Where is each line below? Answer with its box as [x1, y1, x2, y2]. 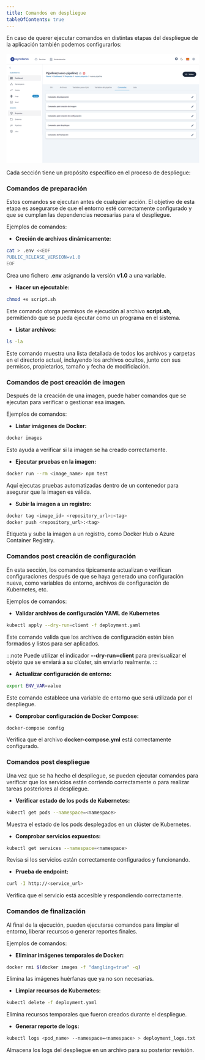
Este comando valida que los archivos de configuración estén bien [6, 633, 174, 641]
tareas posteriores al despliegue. [6, 785, 89, 792]
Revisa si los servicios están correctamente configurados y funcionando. [6, 856, 190, 863]
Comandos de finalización [6, 907, 86, 916]
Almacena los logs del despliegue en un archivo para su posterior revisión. [6, 1046, 195, 1054]
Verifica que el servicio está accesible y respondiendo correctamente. [6, 892, 184, 899]
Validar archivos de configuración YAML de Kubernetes [15, 609, 160, 617]
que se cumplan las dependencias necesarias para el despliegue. [6, 211, 171, 219]
